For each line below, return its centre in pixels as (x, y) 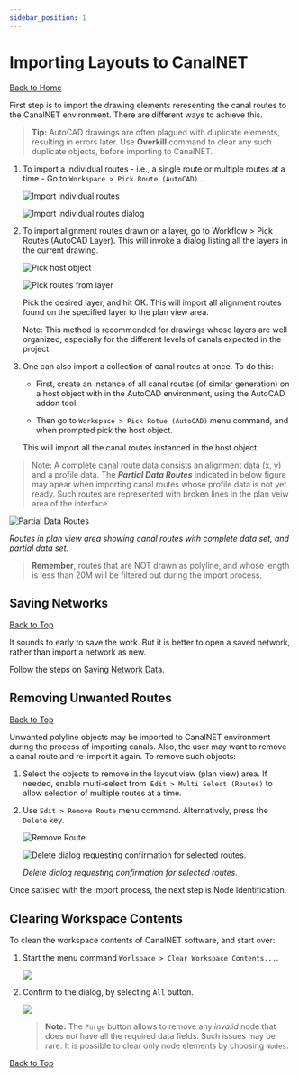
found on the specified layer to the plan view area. (115, 311)
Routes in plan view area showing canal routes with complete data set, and (149, 538)
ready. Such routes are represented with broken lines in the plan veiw (160, 494)
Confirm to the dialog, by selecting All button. (108, 992)
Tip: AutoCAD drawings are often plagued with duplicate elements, (156, 132)
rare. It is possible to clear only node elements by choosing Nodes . (167, 1045)
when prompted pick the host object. (104, 430)
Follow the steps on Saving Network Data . (87, 670)
